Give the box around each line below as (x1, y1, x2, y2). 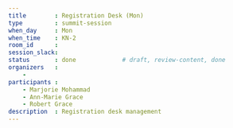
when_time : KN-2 (8, 33, 77, 42)
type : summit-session (8, 19, 112, 27)
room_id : (8, 41, 59, 49)
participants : (8, 78, 59, 86)
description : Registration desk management (8, 108, 161, 116)
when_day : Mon (8, 26, 73, 34)
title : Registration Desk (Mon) (8, 11, 145, 20)
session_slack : (8, 48, 59, 56)
